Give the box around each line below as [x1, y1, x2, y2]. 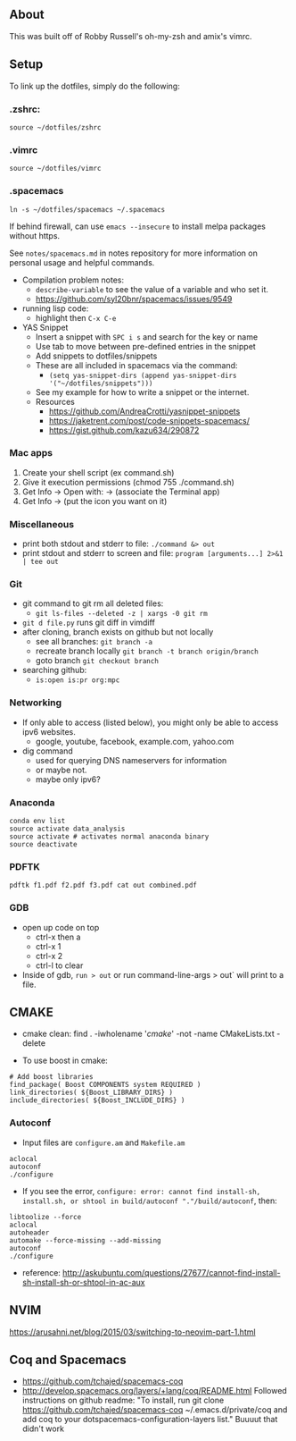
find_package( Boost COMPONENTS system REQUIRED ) [9, 1081, 201, 1090]
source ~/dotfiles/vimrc [9, 164, 102, 173]
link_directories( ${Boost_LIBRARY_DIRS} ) [9, 1088, 174, 1098]
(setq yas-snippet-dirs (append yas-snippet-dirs [48, 371, 237, 380]
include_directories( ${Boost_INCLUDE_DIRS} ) [9, 1096, 185, 1105]
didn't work [21, 1423, 65, 1434]
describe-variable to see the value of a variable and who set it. [35, 283, 269, 294]
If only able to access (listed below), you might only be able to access [21, 717, 279, 728]
